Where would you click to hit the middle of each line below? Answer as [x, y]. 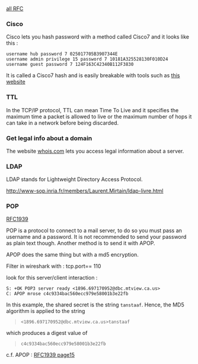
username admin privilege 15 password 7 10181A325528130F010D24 [87, 59]
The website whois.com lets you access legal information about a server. [95, 151]
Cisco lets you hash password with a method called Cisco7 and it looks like [98, 37]
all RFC [15, 9]
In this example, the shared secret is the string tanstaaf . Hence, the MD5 [95, 305]
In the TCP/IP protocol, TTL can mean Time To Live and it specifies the [92, 110]
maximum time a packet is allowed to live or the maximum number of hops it [99, 116]
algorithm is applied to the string [46, 311]
